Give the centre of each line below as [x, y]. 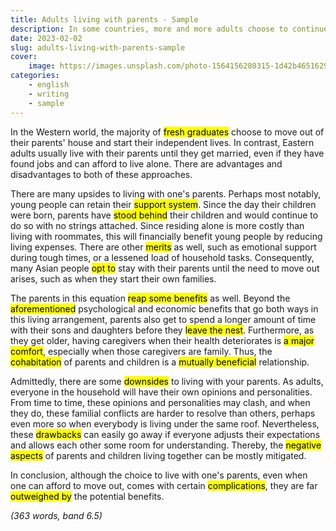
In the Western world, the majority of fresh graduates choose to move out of [167, 132]
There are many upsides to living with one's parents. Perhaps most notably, [166, 193]
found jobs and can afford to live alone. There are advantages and [146, 163]
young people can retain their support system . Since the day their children [163, 204]
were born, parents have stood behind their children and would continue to [164, 215]
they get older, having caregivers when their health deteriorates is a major [162, 340]
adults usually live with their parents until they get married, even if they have [167, 153]
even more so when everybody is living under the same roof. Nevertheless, [165, 423]
